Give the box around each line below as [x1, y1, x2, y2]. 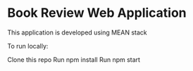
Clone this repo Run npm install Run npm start [7, 55, 141, 64]
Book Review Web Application [7, 5, 187, 21]
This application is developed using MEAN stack [7, 28, 147, 37]
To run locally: [7, 41, 49, 50]
